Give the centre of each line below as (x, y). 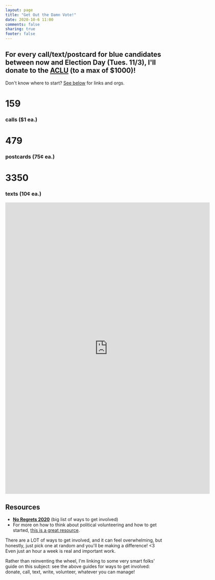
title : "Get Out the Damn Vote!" (41, 15)
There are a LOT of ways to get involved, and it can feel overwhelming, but (84, 540)
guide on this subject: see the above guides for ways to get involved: (78, 567)
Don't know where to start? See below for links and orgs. (65, 83)
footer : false (20, 34)
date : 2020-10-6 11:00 (29, 19)
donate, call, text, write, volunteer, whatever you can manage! (70, 572)
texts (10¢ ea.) (23, 194)
